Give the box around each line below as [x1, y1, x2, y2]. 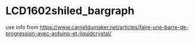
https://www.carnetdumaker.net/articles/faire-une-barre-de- [39, 24, 189, 31]
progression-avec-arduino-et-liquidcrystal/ [5, 29, 112, 37]
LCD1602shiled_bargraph [5, 4, 135, 18]
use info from [5, 24, 39, 31]
